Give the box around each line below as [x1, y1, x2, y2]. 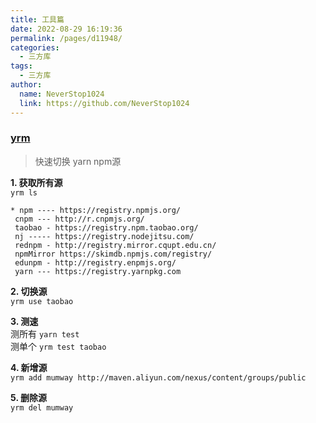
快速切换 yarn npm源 [34, 155, 122, 167]
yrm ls [10, 187, 38, 198]
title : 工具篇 [10, 14, 65, 25]
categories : [10, 42, 60, 53]
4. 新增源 [10, 361, 48, 373]
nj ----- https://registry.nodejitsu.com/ [14, 231, 195, 241]
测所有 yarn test [10, 327, 80, 340]
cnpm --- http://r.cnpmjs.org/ [14, 214, 145, 224]
